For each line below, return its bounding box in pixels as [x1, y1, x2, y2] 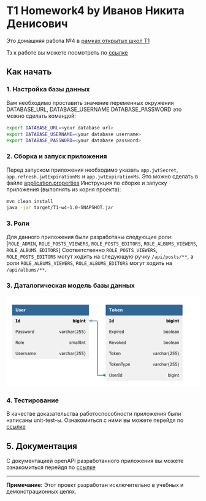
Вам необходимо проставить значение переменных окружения [6, 99, 174, 106]
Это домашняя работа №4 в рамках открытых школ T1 [6, 37, 150, 44]
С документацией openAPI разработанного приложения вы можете [6, 457, 184, 465]
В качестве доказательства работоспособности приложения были [6, 410, 181, 418]
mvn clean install [6, 198, 53, 204]
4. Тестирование [6, 396, 59, 405]
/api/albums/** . [6, 266, 47, 273]
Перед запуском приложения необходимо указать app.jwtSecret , [6, 166, 178, 174]
